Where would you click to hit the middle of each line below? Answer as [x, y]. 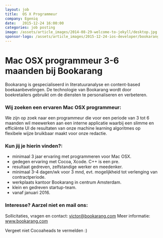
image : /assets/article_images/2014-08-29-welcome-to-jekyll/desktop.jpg [81, 32]
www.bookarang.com [26, 221]
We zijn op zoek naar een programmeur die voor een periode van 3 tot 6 [77, 118]
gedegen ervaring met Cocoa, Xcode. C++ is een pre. [66, 162]
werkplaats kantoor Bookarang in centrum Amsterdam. [67, 182]
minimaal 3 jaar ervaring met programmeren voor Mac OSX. [72, 156]
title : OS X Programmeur [31, 14]
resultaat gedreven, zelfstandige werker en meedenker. [67, 167]
